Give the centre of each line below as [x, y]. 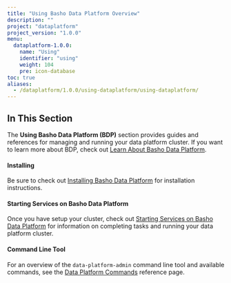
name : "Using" [40, 52]
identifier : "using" [49, 59]
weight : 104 [37, 65]
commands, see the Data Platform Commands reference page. [96, 272]
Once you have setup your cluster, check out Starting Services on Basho [110, 219]
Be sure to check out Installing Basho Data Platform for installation [101, 180]
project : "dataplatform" [43, 26]
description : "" [30, 20]
